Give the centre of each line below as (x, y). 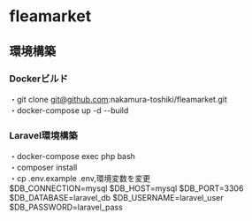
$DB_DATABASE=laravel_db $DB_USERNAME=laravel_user (116, 198)
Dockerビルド (39, 79)
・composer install (43, 168)
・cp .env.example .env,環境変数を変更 (80, 179)
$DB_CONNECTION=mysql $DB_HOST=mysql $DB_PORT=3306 (126, 188)
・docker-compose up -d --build (69, 110)
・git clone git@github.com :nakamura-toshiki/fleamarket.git (118, 99)
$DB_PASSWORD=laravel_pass (66, 207)
